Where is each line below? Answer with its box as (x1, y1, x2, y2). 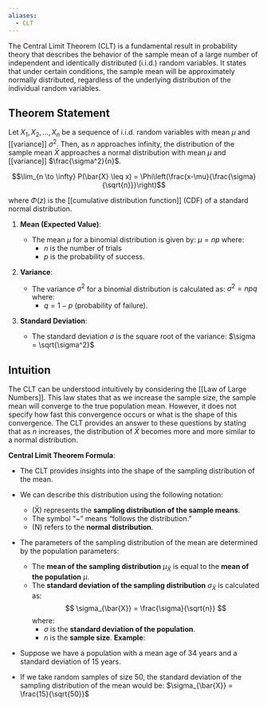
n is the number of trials (43, 243, 122, 253)
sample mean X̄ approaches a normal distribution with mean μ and (8, 147, 226, 157)
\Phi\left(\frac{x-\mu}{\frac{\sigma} (139, 171, 257, 181)
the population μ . (31, 572, 90, 582)
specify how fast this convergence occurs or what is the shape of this (8, 410, 238, 419)
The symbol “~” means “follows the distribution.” (31, 514, 193, 524)
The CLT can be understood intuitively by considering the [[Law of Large (8, 384, 247, 394)
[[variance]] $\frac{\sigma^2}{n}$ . (8, 156, 122, 166)
